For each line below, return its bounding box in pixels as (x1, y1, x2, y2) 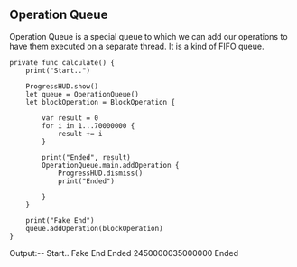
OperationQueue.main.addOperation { (42, 161, 180, 170)
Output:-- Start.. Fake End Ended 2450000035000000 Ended (9, 247, 239, 258)
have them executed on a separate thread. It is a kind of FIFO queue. (9, 41, 265, 51)
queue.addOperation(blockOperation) (25, 224, 164, 233)
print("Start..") (25, 66, 91, 75)
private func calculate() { (9, 58, 116, 67)
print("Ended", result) (42, 152, 131, 161)
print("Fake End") (25, 216, 95, 225)
